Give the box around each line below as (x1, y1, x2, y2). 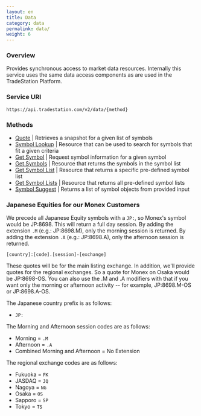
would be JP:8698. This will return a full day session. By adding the (6, 221, 174, 228)
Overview (6, 51, 36, 60)
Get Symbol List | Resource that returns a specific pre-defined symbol (14, 167, 190, 174)
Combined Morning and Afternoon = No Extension (14, 348, 140, 355)
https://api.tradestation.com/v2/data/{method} (6, 106, 129, 112)
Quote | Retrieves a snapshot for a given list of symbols (14, 134, 153, 142)
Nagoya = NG (14, 384, 47, 391)
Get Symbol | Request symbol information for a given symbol (14, 153, 167, 161)
